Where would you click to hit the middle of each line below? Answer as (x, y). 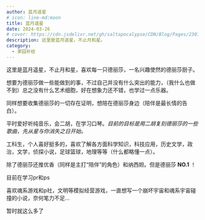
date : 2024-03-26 (28, 29)
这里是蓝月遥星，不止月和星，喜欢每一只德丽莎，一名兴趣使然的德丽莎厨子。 (102, 69)
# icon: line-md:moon (34, 18)
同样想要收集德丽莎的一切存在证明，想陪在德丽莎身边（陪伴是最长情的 (94, 103)
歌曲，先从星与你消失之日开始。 (46, 131)
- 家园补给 (24, 52)
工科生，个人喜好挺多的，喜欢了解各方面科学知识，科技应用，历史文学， (97, 144)
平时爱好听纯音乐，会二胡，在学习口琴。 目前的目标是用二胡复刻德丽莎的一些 (102, 123)
